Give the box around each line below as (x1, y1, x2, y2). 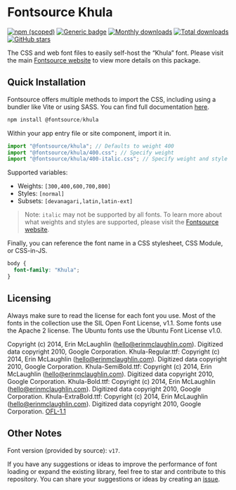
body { (7, 260, 27, 267)
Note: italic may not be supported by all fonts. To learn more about (24, 210, 223, 219)
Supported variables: (7, 168, 68, 176)
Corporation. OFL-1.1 (7, 407, 67, 415)
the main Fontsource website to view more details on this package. (7, 56, 201, 64)
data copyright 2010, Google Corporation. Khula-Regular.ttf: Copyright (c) (7, 347, 220, 356)
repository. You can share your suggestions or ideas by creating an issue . (7, 475, 221, 483)
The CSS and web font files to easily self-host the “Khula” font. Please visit (7, 49, 223, 57)
